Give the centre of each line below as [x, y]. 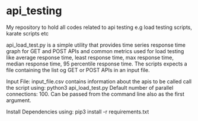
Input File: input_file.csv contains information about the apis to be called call [99, 81]
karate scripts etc [28, 33]
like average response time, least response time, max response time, [90, 57]
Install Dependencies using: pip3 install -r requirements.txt [78, 112]
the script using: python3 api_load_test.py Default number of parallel [90, 87]
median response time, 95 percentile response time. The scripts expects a [97, 64]
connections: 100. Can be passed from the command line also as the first [95, 94]
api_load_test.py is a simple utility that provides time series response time [96, 45]
